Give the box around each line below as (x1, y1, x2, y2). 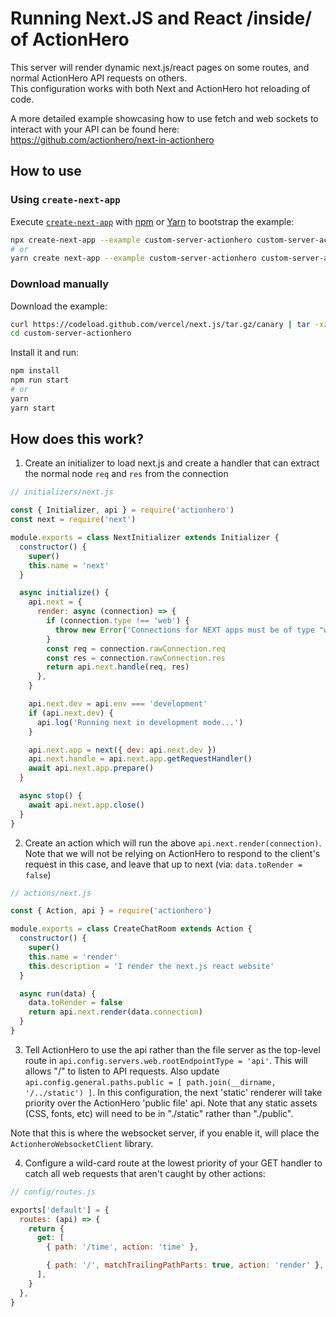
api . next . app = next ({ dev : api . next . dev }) (28, 745, 217, 755)
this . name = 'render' (28, 952, 118, 962)
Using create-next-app (10, 193, 121, 207)
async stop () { (19, 791, 83, 801)
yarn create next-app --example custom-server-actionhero (10, 253, 257, 264)
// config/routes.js (10, 1187, 97, 1197)
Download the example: (10, 300, 108, 312)
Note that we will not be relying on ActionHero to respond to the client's (24, 847, 321, 859)
